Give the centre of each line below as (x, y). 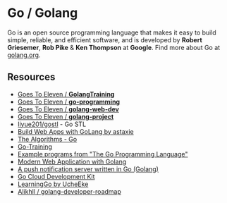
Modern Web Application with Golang (72, 161)
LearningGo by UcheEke (53, 184)
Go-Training (35, 147)
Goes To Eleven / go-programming (69, 101)
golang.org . (24, 55)
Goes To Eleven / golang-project (66, 116)
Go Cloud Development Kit (56, 176)
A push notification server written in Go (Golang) (88, 169)
